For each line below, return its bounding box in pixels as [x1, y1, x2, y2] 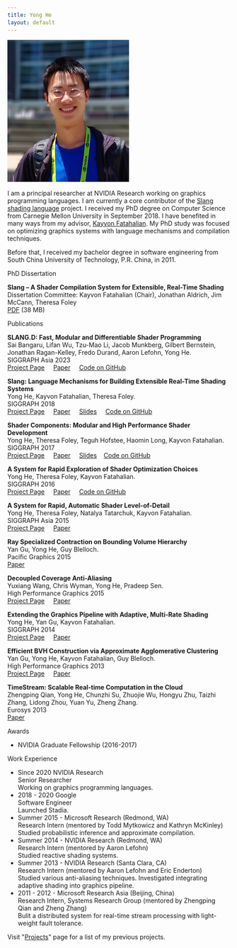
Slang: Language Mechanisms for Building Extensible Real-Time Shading [7, 377, 226, 385]
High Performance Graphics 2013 [7, 661, 105, 670]
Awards [7, 727, 30, 735]
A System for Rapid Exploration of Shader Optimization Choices [7, 465, 198, 473]
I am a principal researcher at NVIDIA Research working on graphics [7, 189, 207, 197]
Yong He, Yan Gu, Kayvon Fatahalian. [7, 617, 115, 626]
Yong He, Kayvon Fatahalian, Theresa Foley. [7, 392, 136, 400]
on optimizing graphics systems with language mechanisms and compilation [7, 226, 230, 235]
